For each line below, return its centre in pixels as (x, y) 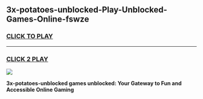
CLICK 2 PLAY (27, 59)
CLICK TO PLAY (30, 37)
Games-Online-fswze (48, 19)
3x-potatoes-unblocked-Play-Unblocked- (87, 10)
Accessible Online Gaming (40, 89)
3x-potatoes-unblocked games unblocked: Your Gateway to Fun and (94, 83)
